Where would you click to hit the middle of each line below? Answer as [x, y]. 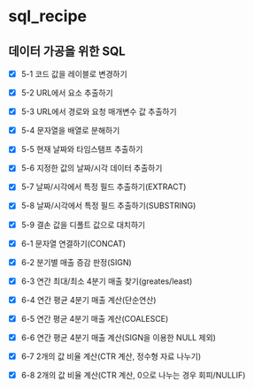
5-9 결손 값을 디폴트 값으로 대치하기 [83, 225]
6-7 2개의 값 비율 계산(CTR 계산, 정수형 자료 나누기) [111, 356]
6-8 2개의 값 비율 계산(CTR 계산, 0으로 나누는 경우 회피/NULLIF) [133, 375]
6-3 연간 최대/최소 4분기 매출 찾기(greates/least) [107, 281]
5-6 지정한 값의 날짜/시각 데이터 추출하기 [92, 168]
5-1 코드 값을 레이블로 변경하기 [74, 74]
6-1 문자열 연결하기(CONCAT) [73, 243]
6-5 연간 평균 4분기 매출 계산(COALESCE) [95, 318]
